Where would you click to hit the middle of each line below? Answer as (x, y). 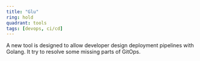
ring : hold (20, 17)
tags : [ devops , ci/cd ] (35, 28)
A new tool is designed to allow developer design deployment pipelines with (100, 45)
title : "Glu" (23, 12)
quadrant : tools (26, 23)
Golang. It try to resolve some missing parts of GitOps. (74, 52)
